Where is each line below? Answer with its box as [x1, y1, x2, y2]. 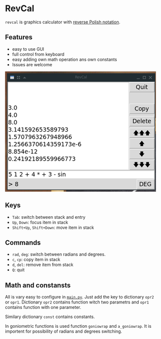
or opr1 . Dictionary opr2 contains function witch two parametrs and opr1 [5, 299, 149, 305]
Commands [5, 238, 41, 246]
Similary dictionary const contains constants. [5, 314, 95, 320]
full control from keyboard [12, 51, 65, 57]
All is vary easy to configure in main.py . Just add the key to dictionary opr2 [5, 294, 154, 300]
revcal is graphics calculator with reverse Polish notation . [5, 19, 121, 25]
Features [5, 33, 33, 41]
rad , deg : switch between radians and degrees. [12, 251, 106, 257]
